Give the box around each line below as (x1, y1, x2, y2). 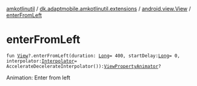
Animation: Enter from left (6, 74, 71, 81)
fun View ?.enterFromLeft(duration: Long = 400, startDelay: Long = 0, (6, 53, 181, 59)
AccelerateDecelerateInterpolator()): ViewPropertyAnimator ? (6, 63, 162, 69)
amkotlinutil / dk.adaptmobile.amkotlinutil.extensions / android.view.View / (6, 5, 191, 12)
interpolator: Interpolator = (6, 58, 78, 64)
